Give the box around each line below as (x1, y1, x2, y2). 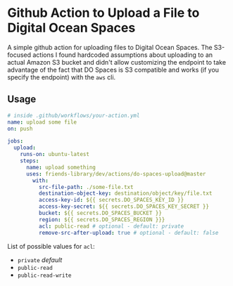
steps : (20, 157, 39, 164)
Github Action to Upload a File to (7, 5, 200, 21)
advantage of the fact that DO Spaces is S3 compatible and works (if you (7, 65, 220, 74)
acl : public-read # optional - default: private (38, 223, 184, 230)
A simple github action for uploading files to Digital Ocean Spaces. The (7, 43, 213, 51)
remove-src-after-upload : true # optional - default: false (38, 229, 219, 236)
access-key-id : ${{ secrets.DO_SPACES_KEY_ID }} (38, 197, 184, 204)
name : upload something (25, 164, 96, 171)
